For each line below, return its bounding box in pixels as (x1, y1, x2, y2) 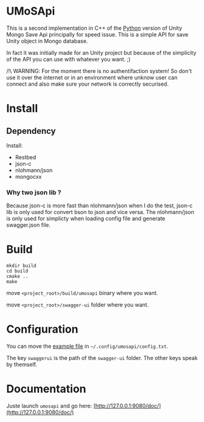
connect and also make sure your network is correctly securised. (6, 80, 169, 88)
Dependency (6, 126, 56, 136)
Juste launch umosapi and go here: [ (6, 403, 96, 410)
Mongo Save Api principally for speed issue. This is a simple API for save (6, 30, 189, 38)
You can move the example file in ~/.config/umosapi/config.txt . (6, 342, 169, 350)
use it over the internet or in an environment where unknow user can (6, 74, 178, 81)
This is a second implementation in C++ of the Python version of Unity (6, 24, 182, 32)
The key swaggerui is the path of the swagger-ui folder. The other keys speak (6, 355, 198, 362)
